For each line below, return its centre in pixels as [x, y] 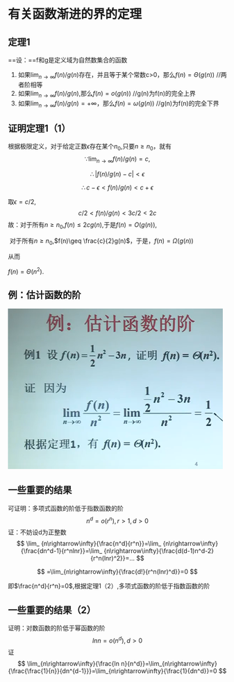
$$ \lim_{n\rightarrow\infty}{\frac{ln [69, 663]
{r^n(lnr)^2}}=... [112, 559]
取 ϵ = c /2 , [22, 201]
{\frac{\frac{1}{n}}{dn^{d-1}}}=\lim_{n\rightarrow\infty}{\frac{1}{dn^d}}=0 [112, 671]
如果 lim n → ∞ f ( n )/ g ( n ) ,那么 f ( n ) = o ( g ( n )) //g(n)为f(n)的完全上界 [107, 94]
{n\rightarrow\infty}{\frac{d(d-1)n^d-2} [159, 551]
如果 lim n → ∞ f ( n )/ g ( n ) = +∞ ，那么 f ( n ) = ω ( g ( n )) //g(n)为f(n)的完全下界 [118, 104]
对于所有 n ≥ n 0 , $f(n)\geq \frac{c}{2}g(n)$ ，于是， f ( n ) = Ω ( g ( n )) [101, 241]
